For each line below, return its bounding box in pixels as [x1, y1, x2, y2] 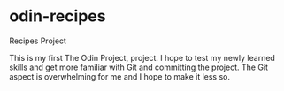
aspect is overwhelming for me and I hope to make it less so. [9, 71, 231, 81]
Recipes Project [9, 35, 66, 46]
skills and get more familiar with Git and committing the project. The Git [9, 62, 268, 72]
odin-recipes [9, 6, 106, 27]
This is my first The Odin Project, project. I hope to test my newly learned [9, 52, 276, 63]
